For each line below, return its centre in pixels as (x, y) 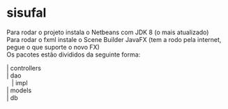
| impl (20, 82)
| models (19, 90)
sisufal (26, 13)
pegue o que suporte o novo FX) (53, 47)
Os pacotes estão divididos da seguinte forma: (74, 54)
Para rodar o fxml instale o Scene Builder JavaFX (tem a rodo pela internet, (114, 39)
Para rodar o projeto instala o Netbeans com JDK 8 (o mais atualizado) (108, 32)
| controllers (24, 68)
